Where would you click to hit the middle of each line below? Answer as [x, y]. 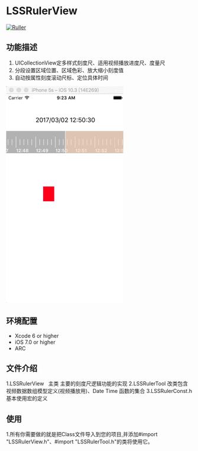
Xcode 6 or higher [37, 336]
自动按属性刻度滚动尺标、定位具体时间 [61, 78]
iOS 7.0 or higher [35, 342]
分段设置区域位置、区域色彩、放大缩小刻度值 [69, 70]
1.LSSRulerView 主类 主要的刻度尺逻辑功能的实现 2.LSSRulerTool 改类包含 [97, 384]
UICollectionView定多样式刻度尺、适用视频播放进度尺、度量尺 [90, 63]
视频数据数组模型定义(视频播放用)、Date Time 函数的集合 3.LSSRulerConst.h [99, 391]
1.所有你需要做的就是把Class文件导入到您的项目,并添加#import [82, 434]
